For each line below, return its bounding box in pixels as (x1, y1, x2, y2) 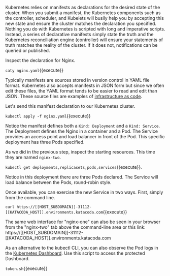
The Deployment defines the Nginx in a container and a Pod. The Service (5, 128, 158, 134)
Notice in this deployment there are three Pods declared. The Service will (5, 174, 158, 180)
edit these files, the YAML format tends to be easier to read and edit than (5, 88, 157, 94)
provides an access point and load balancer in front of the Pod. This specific (5, 134, 165, 139)
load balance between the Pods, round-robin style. (5, 179, 112, 185)
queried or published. (5, 48, 50, 53)
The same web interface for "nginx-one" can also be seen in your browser (5, 219, 161, 225)
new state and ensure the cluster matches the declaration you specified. (5, 20, 156, 26)
